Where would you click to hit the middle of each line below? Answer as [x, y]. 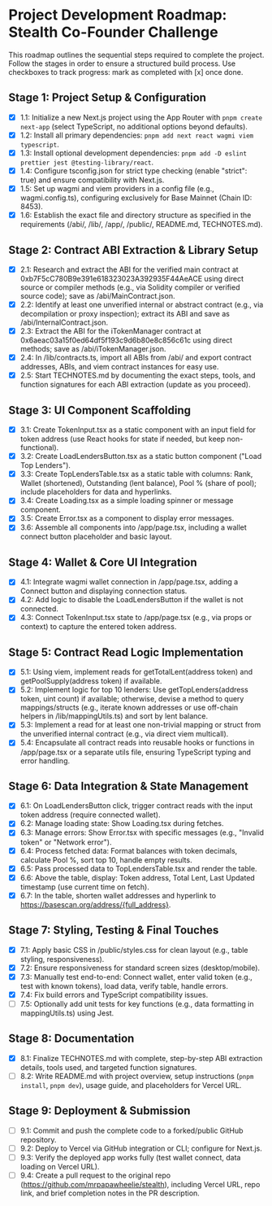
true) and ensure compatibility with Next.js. [92, 180]
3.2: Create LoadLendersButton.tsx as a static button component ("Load [141, 457]
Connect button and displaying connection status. [104, 591]
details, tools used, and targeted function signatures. [108, 1067]
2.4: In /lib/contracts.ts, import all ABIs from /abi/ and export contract [136, 358]
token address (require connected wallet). [90, 815]
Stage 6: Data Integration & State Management [129, 786]
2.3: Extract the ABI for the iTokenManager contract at [110, 331]
